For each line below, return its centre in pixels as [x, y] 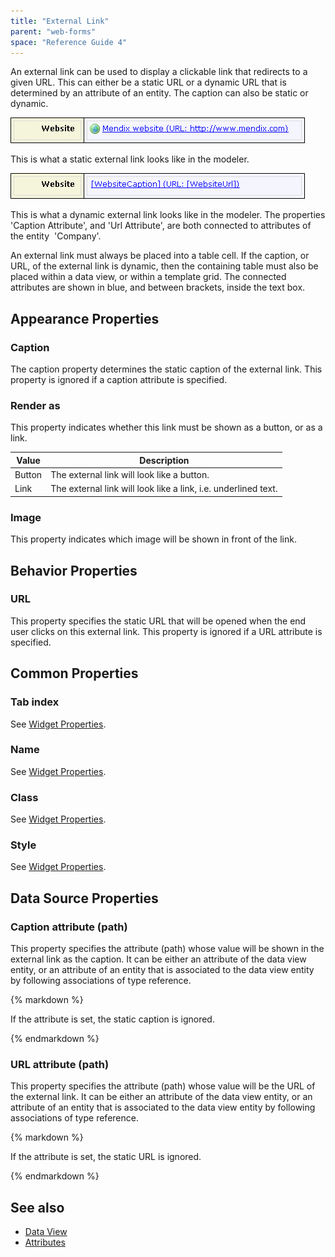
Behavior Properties [74, 570]
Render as [35, 405]
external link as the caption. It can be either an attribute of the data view [158, 959]
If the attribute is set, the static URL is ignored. [106, 1157]
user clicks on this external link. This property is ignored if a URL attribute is [166, 631]
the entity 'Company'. [56, 236]
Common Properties [74, 673]
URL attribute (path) [60, 1065]
